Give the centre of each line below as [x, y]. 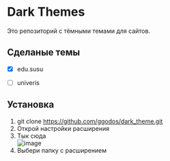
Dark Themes [46, 12]
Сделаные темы [44, 52]
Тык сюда [31, 136]
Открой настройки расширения [63, 128]
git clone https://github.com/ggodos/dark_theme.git [90, 121]
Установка [31, 104]
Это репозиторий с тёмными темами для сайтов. [79, 31]
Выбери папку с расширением [62, 150]
